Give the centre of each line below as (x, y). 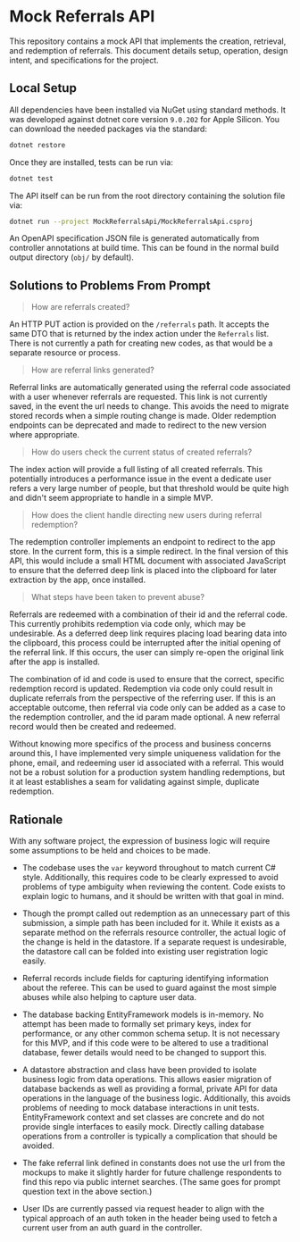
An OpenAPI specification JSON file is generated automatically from (134, 238)
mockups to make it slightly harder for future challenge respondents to (152, 1172)
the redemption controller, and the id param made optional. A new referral (145, 717)
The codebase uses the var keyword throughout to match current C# (149, 867)
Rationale (36, 819)
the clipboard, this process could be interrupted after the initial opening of (145, 643)
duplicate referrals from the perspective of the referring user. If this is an (142, 698)
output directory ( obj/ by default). (71, 257)
